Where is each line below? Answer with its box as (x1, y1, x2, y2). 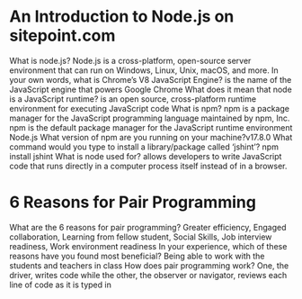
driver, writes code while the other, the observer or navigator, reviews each (9, 269, 288, 280)
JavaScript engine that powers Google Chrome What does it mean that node (9, 84, 292, 95)
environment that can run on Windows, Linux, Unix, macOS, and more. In (9, 65, 279, 76)
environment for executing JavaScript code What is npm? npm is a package (9, 103, 290, 113)
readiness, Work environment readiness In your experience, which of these (9, 240, 288, 251)
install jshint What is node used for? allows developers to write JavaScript (9, 150, 282, 161)
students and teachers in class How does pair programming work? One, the (9, 259, 289, 271)
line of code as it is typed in (9, 279, 112, 290)
